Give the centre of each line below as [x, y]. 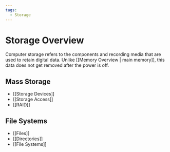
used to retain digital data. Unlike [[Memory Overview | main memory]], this [85, 60]
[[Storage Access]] [33, 99]
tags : [11, 10]
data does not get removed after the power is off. [57, 65]
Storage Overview [45, 40]
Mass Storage [28, 81]
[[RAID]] [21, 105]
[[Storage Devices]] [34, 94]
